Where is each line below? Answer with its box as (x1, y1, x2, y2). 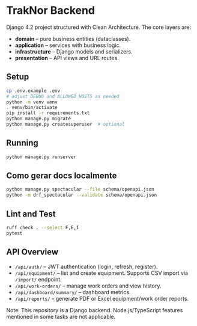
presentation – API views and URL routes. (14, 54, 119, 61)
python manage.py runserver (6, 154, 77, 160)
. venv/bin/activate (6, 105, 58, 111)
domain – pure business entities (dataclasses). (14, 35, 131, 42)
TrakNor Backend (6, 4, 95, 17)
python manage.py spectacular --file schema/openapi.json (6, 186, 154, 192)
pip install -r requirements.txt (6, 110, 90, 116)
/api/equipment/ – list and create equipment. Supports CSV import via (14, 269, 188, 277)
